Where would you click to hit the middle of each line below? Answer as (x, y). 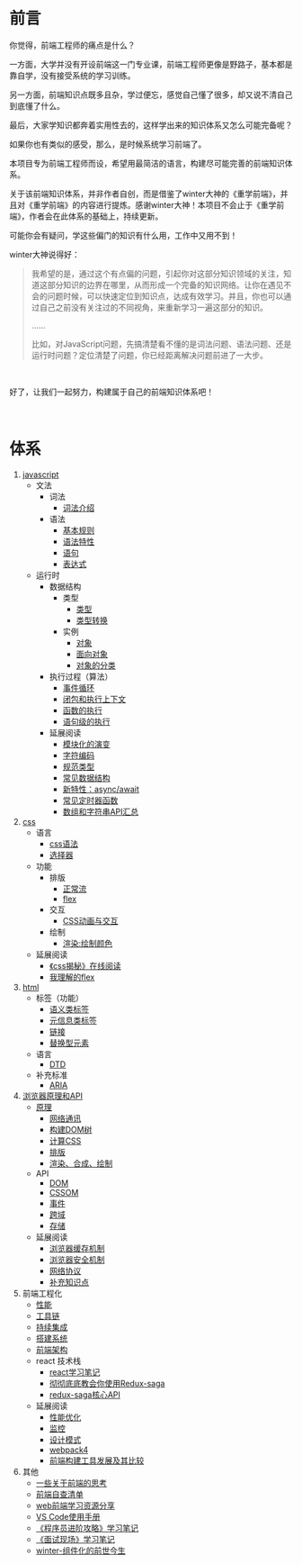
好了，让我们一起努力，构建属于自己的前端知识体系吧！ (111, 392)
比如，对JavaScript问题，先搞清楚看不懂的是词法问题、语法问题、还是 (161, 344)
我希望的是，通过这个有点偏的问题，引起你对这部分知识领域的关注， (157, 273)
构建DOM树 (71, 1129)
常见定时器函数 (90, 800)
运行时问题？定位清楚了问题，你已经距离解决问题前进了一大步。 (149, 355)
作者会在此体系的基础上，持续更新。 (96, 216)
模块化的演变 (86, 744)
